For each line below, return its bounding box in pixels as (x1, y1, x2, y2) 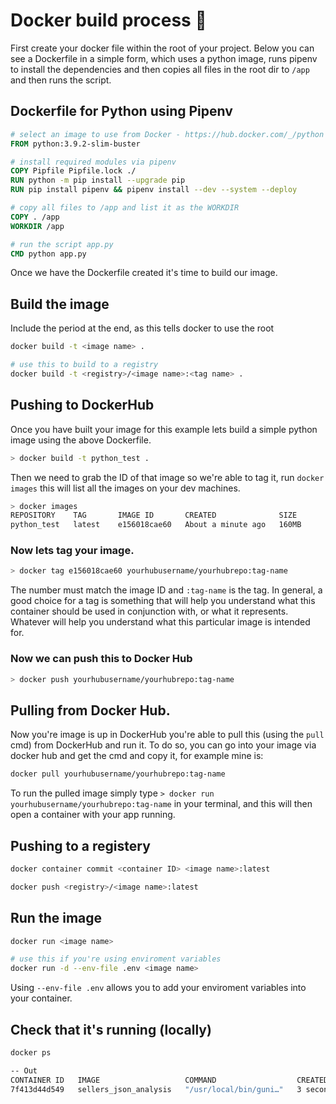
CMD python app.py (10, 249, 87, 259)
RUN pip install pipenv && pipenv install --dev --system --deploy (10, 185, 298, 195)
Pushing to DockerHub (10, 397, 155, 414)
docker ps (10, 1047, 52, 1058)
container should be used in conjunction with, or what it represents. (10, 605, 289, 618)
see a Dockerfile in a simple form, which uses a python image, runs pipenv (10, 52, 318, 64)
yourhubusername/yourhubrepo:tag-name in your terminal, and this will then (10, 798, 313, 810)
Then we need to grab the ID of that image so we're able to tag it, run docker (10, 471, 325, 483)
